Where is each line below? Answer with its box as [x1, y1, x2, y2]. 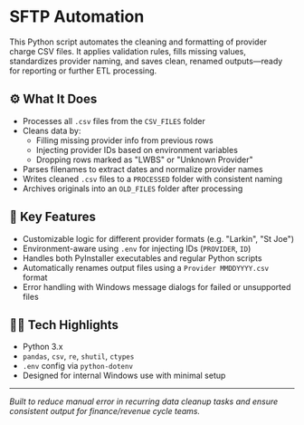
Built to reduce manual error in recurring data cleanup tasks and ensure [9, 396, 279, 407]
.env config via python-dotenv [22, 361, 134, 372]
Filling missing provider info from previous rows [35, 134, 214, 146]
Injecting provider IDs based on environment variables [35, 144, 238, 155]
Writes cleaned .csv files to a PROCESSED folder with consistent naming [22, 173, 283, 184]
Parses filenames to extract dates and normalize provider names [22, 163, 264, 174]
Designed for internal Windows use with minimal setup [22, 370, 226, 382]
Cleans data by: [22, 125, 81, 136]
